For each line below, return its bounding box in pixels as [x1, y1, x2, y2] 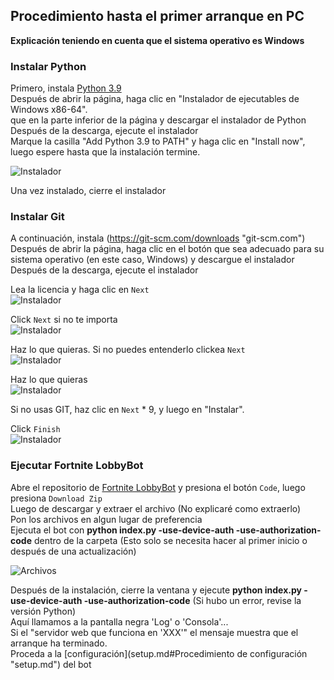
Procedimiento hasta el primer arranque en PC [10, 8, 305, 25]
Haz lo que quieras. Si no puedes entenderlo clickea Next [10, 344, 246, 356]
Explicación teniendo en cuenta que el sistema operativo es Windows [10, 34, 305, 46]
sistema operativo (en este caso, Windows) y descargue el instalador [10, 254, 295, 266]
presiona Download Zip [10, 492, 103, 504]
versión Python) [10, 605, 77, 617]
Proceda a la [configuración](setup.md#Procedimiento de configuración [10, 647, 308, 659]
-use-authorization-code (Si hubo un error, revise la [83, 594, 302, 606]
